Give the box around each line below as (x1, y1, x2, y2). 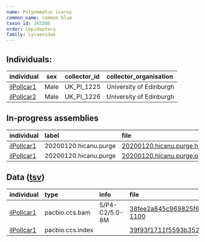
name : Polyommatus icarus (6, 9, 72, 15)
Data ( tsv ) (6, 172, 45, 183)
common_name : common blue (6, 15, 72, 21)
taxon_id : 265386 (6, 20, 51, 26)
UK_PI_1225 (64, 82, 101, 91)
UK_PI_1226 (64, 92, 101, 101)
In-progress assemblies (6, 113, 99, 124)
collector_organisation (106, 72, 174, 80)
